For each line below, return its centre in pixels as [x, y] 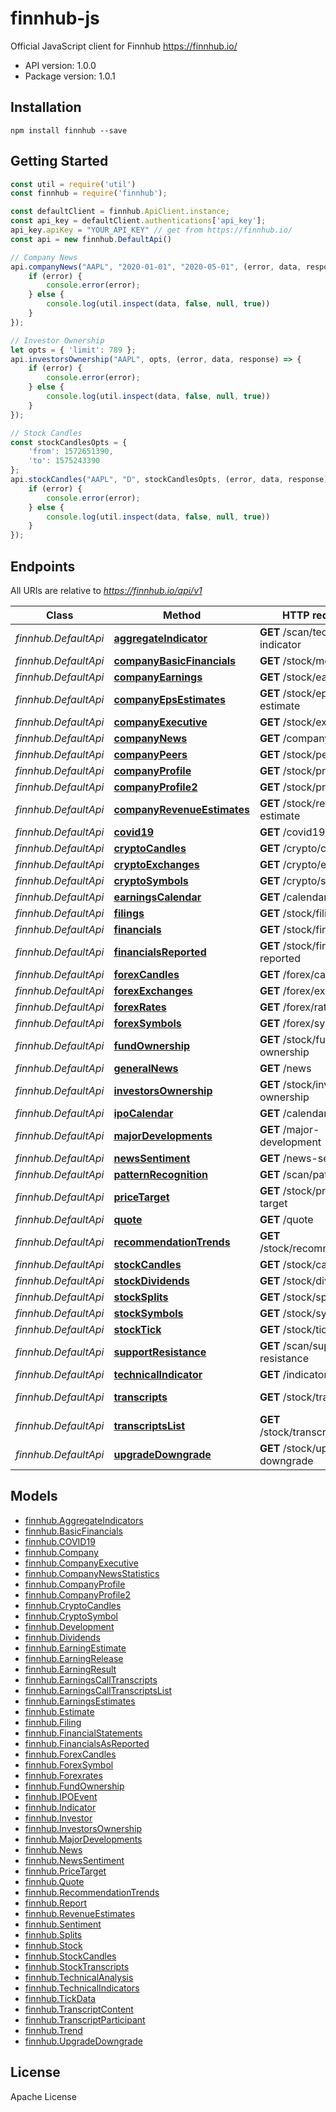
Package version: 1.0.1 [70, 76]
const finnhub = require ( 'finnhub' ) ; [89, 193]
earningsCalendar [157, 897]
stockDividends [152, 1280]
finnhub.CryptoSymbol [71, 1616]
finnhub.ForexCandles [70, 1754]
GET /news [285, 1068]
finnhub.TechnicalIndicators [82, 1988]
